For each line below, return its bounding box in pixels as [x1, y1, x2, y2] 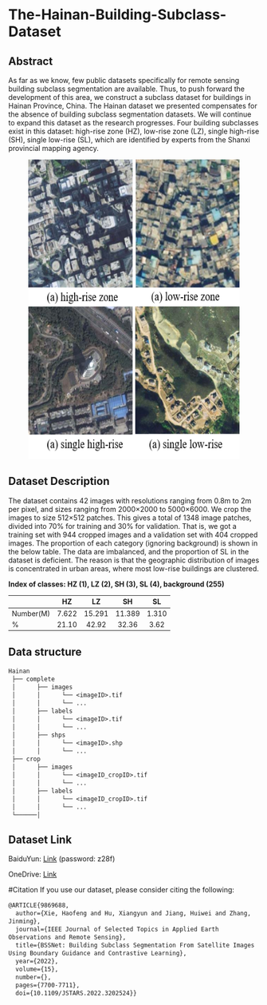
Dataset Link [8, 832, 73, 846]
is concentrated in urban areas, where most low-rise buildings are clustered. [8, 563, 259, 573]
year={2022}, [15, 957, 59, 965]
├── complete [11, 675, 56, 684]
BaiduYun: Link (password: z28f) [8, 853, 116, 864]
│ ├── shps [11, 731, 66, 740]
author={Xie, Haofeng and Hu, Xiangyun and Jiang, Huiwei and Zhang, [15, 909, 251, 917]
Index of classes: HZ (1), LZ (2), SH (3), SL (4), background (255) [8, 579, 225, 589]
